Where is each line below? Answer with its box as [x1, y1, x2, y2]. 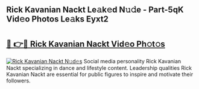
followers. [6, 77, 31, 84]
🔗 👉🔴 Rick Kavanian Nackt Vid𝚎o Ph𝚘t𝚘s [6, 39, 166, 49]
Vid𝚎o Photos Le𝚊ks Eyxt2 [6, 14, 109, 24]
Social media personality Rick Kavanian [83, 58, 182, 65]
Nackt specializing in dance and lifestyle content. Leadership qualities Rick [6, 65, 192, 71]
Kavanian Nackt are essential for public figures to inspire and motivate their [6, 71, 194, 78]
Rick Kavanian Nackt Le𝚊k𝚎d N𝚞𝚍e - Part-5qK [6, 5, 184, 15]
